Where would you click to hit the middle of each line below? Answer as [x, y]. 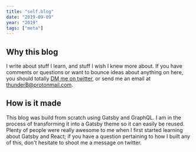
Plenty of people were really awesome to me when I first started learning [94, 130]
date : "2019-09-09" [30, 17]
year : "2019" [22, 22]
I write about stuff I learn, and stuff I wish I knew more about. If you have [94, 66]
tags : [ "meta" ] [25, 28]
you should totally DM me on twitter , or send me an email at [79, 79]
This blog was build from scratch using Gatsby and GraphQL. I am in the [94, 117]
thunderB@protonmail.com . [40, 85]
